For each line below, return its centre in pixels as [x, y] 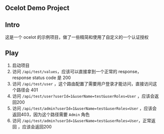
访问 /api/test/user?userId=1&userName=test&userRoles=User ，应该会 [83, 96]
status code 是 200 [52, 78]
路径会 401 [27, 90]
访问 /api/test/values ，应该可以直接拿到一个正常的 [65, 72]
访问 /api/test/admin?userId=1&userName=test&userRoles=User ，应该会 [84, 108]
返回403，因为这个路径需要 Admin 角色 [51, 114]
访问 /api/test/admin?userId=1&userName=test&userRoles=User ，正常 [82, 121]
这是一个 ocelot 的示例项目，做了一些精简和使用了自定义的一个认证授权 [77, 37]
